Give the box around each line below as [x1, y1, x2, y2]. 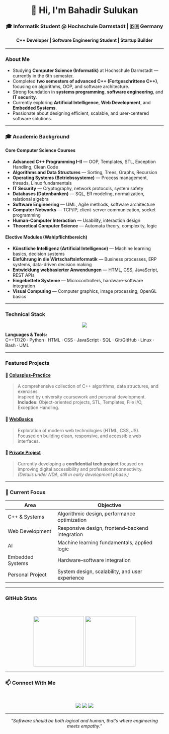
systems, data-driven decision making [12, 261, 92, 267]
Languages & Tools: [5, 332, 48, 338]
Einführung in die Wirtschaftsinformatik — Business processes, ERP [12, 256, 157, 262]
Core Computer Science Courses [5, 147, 76, 153]
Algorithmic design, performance [57, 510, 136, 517]
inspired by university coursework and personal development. [17, 394, 146, 400]
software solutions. [12, 115, 53, 121]
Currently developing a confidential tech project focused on [17, 460, 143, 467]
